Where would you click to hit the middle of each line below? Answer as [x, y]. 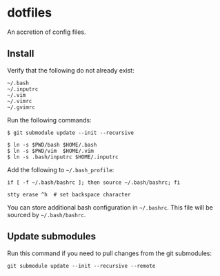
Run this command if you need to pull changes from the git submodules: [110, 253]
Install [21, 54]
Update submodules [52, 237]
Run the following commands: [49, 120]
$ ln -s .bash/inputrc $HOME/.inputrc [63, 157]
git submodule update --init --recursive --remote [81, 266]
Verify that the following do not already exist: [71, 70]
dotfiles [30, 13]
